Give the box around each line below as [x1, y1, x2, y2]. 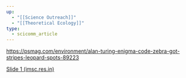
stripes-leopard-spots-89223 [6, 54, 79, 61]
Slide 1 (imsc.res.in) [6, 65, 55, 73]
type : [6, 25, 20, 32]
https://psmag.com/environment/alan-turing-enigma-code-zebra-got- [6, 47, 180, 55]
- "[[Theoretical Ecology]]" [11, 20, 85, 26]
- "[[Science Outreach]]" [11, 14, 77, 20]
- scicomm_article [11, 31, 58, 37]
